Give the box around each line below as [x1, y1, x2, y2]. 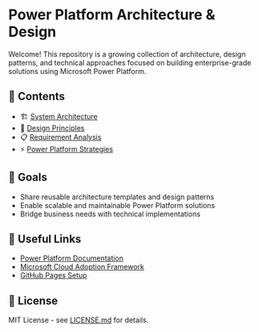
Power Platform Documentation [19, 253, 124, 263]
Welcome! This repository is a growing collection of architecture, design [8, 49, 246, 59]
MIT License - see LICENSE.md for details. [8, 315, 149, 325]
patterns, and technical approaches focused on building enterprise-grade [8, 58, 252, 68]
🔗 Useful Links [8, 232, 82, 246]
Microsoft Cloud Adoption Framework [19, 262, 144, 272]
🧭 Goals [8, 170, 48, 184]
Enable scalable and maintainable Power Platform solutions [19, 200, 215, 210]
